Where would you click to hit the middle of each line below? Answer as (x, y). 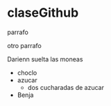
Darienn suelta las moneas (45, 59)
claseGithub (43, 13)
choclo (27, 73)
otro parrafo (24, 45)
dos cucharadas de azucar (66, 87)
